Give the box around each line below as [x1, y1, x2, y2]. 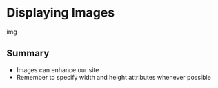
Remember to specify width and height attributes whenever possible [16, 73, 211, 81]
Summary [6, 47, 50, 59]
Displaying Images [6, 5, 115, 21]
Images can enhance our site [16, 65, 99, 74]
